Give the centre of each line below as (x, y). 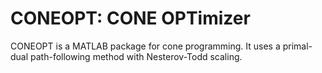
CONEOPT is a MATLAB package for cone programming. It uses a (145, 46)
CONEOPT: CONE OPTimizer (130, 18)
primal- (297, 46)
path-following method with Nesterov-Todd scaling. (136, 56)
